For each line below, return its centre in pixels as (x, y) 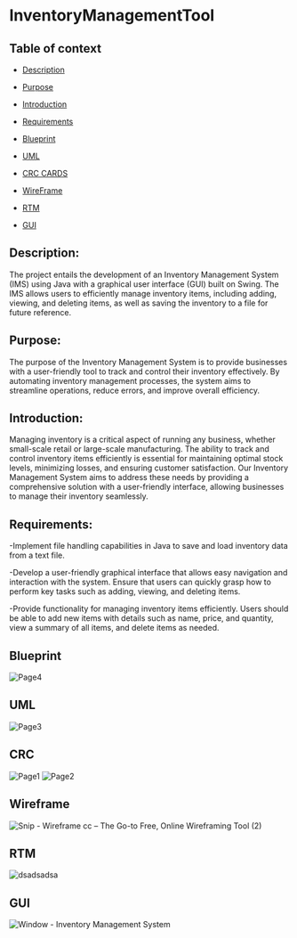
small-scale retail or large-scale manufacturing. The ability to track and (139, 449)
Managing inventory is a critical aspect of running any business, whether (142, 440)
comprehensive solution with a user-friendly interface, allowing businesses (147, 487)
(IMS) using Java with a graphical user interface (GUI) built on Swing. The (144, 284)
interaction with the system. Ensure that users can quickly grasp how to (140, 582)
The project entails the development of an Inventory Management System (144, 274)
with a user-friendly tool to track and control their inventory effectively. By (144, 371)
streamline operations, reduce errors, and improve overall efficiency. (135, 390)
